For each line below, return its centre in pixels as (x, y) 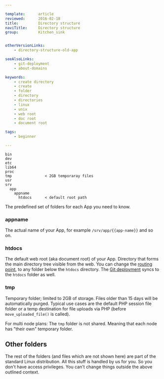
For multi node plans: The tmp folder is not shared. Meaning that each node (81, 323)
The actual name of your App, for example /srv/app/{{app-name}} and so (79, 230)
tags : (11, 132)
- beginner (25, 137)
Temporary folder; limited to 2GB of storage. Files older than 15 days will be (82, 298)
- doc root (25, 118)
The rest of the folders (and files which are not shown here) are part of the (81, 356)
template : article (30, 14)
